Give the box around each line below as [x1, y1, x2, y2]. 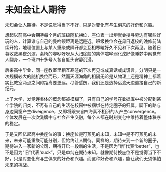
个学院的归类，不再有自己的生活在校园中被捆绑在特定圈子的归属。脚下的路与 [5, 102, 161, 108]
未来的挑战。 [5, 162, 31, 168]
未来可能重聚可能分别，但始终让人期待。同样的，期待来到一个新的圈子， [13, 137, 161, 143]
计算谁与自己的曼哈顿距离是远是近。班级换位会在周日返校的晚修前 [22, 38, 157, 44]
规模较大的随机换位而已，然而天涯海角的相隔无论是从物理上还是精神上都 [9, 73, 157, 79]
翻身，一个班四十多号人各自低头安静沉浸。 [9, 57, 96, 62]
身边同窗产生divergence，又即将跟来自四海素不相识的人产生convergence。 [5, 108, 159, 114]
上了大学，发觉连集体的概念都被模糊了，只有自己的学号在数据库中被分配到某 [5, 96, 161, 102]
